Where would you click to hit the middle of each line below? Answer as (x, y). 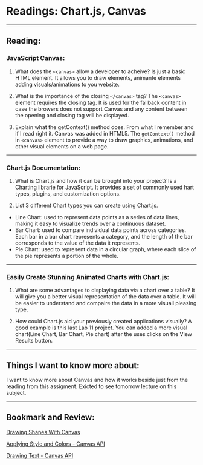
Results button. (34, 341)
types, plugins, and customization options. (68, 193)
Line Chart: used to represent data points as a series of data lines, (97, 217)
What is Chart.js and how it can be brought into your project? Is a (96, 180)
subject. (16, 393)
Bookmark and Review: (50, 417)
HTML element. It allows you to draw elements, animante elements (98, 77)
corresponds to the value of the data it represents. (78, 243)
